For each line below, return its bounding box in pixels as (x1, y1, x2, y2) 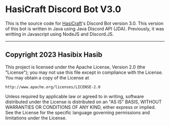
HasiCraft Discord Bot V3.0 (5, 4, 121, 15)
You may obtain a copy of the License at (5, 74, 90, 80)
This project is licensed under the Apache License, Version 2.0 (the (5, 64, 146, 70)
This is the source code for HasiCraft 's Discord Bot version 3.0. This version (5, 20, 163, 26)
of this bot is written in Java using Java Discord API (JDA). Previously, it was (5, 25, 164, 31)
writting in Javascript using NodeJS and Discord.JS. (5, 31, 114, 37)
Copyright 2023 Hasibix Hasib (5, 51, 103, 59)
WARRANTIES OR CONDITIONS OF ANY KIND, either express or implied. (5, 104, 156, 110)
